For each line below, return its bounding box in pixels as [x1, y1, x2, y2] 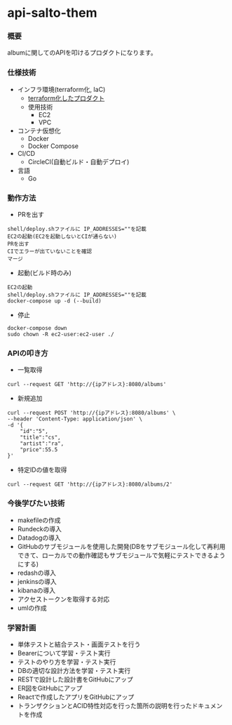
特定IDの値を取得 [17, 465, 67, 474]
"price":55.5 [20, 446, 58, 453]
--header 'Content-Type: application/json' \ [7, 415, 142, 423]
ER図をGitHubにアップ [17, 684, 83, 692]
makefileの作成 [17, 516, 61, 524]
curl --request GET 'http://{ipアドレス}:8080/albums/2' [7, 481, 173, 488]
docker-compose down [7, 325, 68, 332]
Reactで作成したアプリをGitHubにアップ [17, 693, 135, 701]
